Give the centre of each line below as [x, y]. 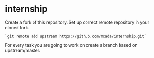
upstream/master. [23, 50]
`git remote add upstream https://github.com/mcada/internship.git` [76, 36]
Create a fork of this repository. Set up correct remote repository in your [77, 22]
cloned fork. [17, 27]
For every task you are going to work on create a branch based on [71, 45]
